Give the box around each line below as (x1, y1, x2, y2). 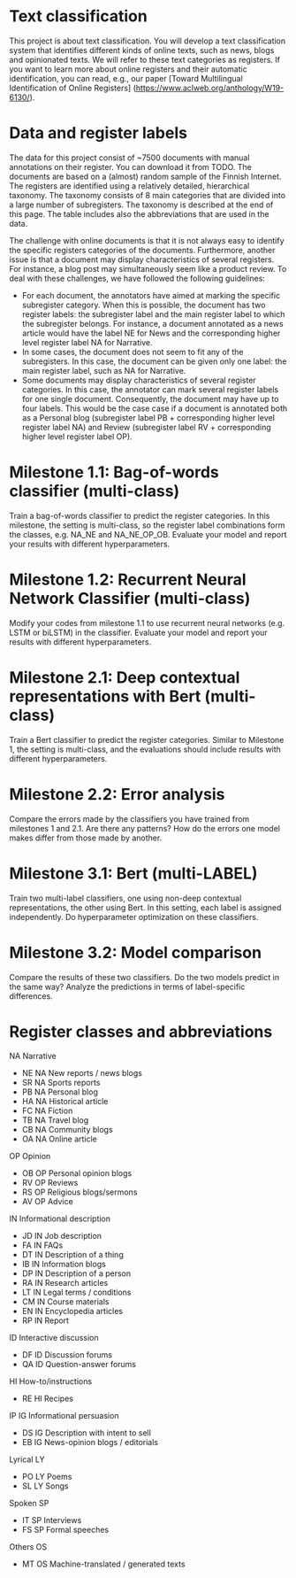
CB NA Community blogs (21, 1125, 113, 1135)
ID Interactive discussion (9, 1333, 99, 1343)
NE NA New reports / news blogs (21, 1068, 143, 1079)
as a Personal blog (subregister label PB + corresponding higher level (21, 412, 276, 422)
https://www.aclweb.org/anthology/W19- (135, 82, 285, 93)
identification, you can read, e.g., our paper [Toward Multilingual (9, 73, 243, 83)
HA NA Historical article (21, 1096, 109, 1107)
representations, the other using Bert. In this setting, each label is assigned (9, 901, 282, 913)
